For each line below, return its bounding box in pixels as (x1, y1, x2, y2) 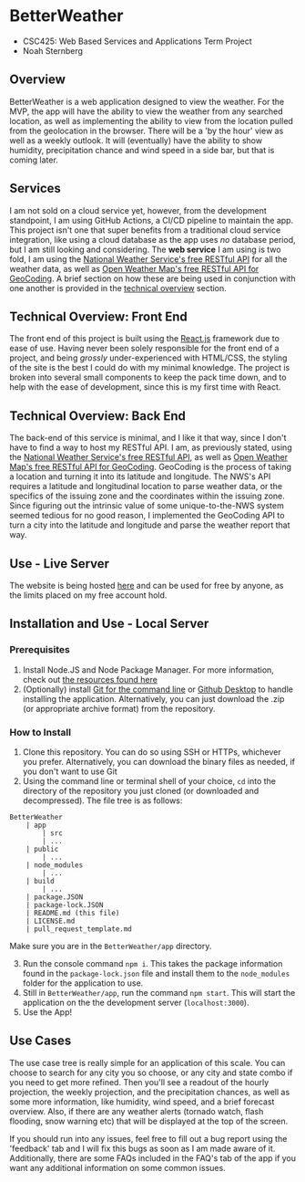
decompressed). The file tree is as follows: (22, 795, 183, 806)
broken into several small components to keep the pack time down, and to (9, 371, 287, 383)
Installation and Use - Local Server (9, 616, 209, 632)
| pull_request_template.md (25, 924, 132, 934)
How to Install (9, 726, 71, 738)
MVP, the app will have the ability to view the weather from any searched (9, 106, 284, 117)
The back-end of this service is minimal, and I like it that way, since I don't (9, 433, 287, 444)
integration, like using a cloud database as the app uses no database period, (9, 234, 296, 245)
